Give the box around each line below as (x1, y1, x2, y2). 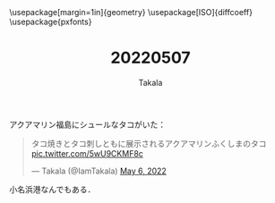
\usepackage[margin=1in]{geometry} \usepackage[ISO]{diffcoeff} (9, 7, 254, 17)
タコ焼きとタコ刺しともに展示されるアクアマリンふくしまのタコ (30, 138, 267, 148)
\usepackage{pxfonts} (9, 16, 92, 27)
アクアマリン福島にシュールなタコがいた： (9, 119, 167, 130)
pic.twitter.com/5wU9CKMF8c (30, 148, 143, 158)
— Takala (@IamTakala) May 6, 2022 (30, 165, 168, 176)
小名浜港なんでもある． (9, 183, 96, 194)
